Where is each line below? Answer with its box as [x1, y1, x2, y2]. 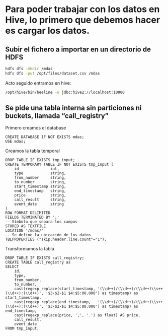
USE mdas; [5, 139, 26, 144]
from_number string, [14, 175, 66, 180]
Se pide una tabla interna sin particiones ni [5, 104, 142, 112]
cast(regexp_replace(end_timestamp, [14, 300, 92, 305]
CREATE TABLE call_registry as [5, 260, 71, 265]
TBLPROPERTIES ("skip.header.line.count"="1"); [5, 237, 107, 242]
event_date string [14, 201, 64, 207]
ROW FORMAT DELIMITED [5, 211, 51, 216]
